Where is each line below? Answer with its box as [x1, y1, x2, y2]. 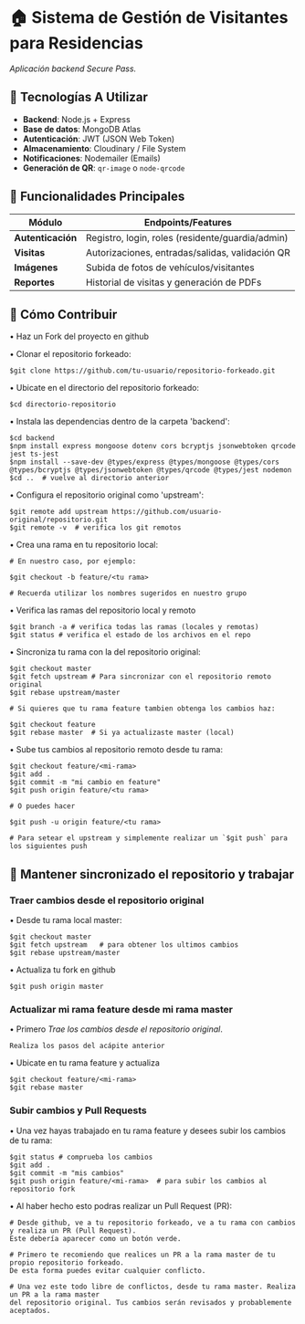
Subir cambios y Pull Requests [9, 1104, 148, 1117]
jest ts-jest [9, 449, 59, 459]
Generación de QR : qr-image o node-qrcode [22, 162, 185, 173]
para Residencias [9, 33, 143, 54]
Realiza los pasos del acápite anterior [9, 1042, 166, 1051]
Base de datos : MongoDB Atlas [22, 123, 142, 134]
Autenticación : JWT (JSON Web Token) [22, 133, 175, 144]
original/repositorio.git [9, 515, 108, 525]
